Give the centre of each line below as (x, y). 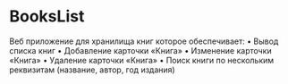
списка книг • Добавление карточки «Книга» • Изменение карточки (140, 50)
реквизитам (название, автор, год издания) (93, 70)
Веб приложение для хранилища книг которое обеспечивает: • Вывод (144, 41)
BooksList (47, 17)
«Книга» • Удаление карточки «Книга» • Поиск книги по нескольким (142, 60)
